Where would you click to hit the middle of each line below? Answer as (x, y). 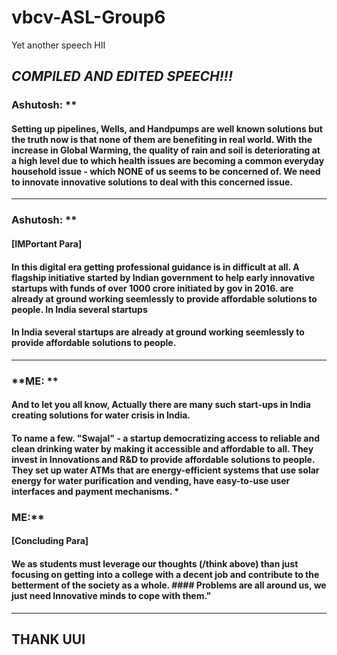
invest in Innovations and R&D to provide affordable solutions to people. (163, 459)
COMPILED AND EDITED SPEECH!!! (122, 76)
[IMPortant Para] (47, 243)
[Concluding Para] (50, 541)
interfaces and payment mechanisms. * (95, 491)
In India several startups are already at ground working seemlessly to (158, 332)
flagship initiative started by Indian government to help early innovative (163, 277)
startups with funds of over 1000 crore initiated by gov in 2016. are (152, 288)
